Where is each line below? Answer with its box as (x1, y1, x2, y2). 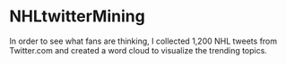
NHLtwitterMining (9, 6, 145, 27)
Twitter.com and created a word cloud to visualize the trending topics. (9, 45, 267, 55)
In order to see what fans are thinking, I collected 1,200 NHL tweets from (9, 36, 278, 46)
